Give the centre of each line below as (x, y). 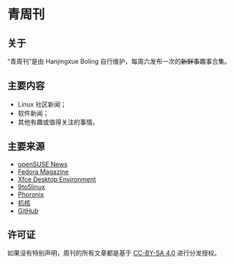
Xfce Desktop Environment (57, 179)
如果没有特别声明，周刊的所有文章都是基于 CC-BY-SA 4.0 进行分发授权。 (114, 253)
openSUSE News (43, 164)
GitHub (28, 211)
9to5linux (31, 187)
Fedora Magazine (43, 172)
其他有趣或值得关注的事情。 (58, 122)
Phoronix (31, 194)
